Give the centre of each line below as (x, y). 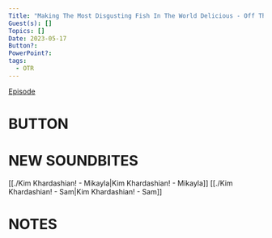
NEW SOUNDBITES (74, 161)
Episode (22, 91)
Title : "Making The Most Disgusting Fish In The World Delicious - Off (132, 16)
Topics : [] (27, 31)
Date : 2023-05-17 (38, 38)
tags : (17, 61)
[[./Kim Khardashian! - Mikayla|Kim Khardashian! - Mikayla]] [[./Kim (121, 183)
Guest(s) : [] (30, 23)
